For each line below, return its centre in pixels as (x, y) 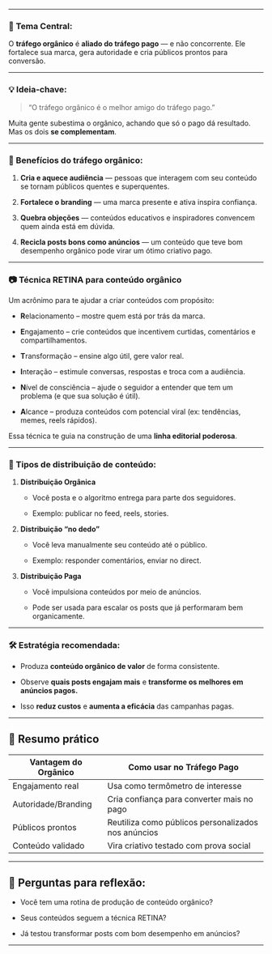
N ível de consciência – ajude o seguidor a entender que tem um (126, 388)
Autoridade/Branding (52, 804)
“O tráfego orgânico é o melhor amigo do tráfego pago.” (122, 107)
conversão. (27, 61)
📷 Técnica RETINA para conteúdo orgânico (95, 279)
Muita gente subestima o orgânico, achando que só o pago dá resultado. (130, 123)
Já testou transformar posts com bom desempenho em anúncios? (130, 934)
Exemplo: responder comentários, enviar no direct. (117, 560)
